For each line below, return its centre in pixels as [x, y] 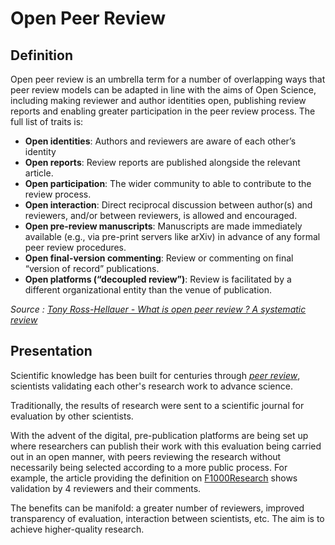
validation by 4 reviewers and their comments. [106, 488]
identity [40, 151]
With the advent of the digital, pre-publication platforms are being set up [159, 435]
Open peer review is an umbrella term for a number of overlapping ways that [168, 79]
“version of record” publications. [92, 268]
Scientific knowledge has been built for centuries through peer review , [155, 375]
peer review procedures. [75, 247]
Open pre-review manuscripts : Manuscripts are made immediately [163, 226]
